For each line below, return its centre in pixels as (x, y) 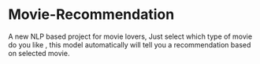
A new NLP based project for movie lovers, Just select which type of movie (130, 36)
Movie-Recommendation (91, 15)
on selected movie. (39, 53)
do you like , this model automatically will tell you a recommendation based (130, 44)
